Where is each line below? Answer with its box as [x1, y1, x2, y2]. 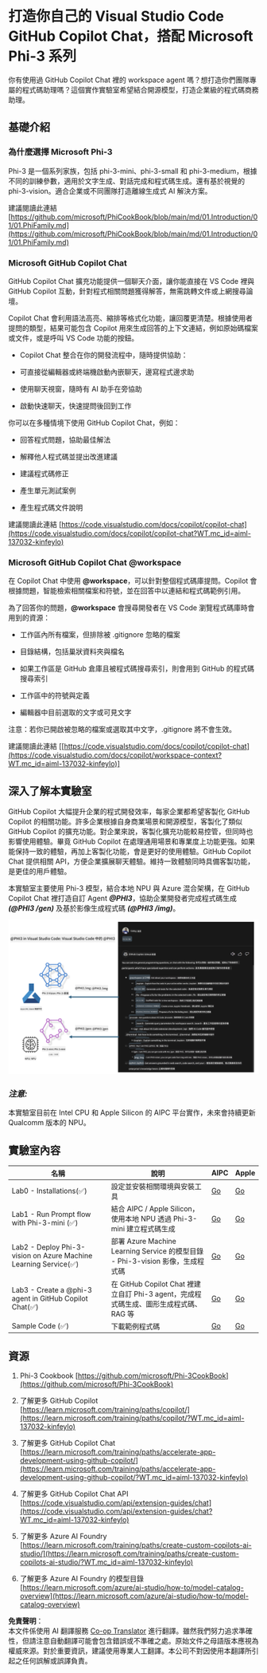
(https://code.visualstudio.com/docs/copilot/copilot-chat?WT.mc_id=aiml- [8, 528, 252, 538]
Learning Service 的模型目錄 [110, 1246, 204, 1256]
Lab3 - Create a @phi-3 [11, 1285, 93, 1294]
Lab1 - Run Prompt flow [11, 1209, 91, 1218]
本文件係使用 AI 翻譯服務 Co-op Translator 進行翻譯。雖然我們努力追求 [8, 1626, 239, 1636]
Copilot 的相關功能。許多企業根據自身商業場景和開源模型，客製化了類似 [8, 817, 242, 826]
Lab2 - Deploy [11, 1242, 60, 1252]
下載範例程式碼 [110, 1321, 161, 1331]
